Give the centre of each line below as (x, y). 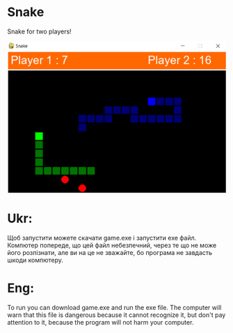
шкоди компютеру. (35, 260)
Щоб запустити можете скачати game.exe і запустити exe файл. (102, 238)
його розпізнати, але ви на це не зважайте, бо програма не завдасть (110, 252)
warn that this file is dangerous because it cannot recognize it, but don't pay (116, 315)
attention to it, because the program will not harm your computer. (101, 322)
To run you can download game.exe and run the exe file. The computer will (114, 307)
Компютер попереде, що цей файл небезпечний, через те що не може (112, 245)
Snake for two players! (39, 31)
